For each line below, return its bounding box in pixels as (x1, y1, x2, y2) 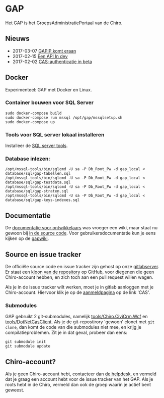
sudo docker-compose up (5, 119, 55, 124)
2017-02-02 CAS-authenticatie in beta (12, 59, 92, 65)
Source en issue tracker (5, 250, 81, 259)
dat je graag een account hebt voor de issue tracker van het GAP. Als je (5, 376, 153, 382)
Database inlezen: (5, 155, 50, 162)
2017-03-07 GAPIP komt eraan (12, 47, 76, 54)
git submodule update (5, 344, 51, 349)
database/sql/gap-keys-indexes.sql (5, 197, 80, 203)
